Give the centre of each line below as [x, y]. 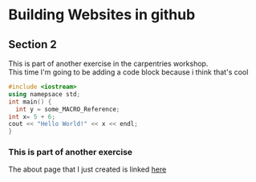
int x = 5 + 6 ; [32, 117]
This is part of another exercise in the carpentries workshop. [108, 63]
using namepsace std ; [45, 94]
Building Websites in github [102, 15]
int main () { [30, 102]
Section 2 [33, 44]
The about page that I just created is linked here [87, 169]
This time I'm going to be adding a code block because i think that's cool [128, 72]
